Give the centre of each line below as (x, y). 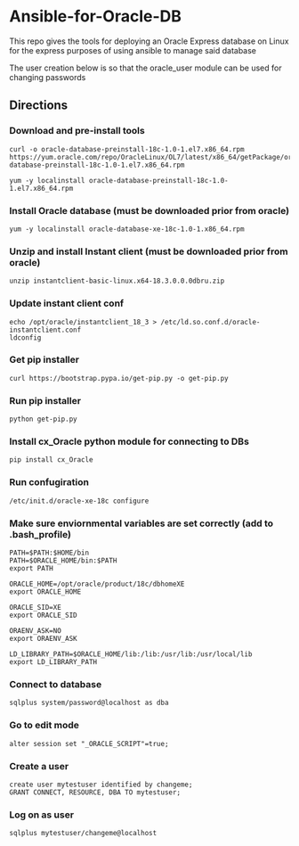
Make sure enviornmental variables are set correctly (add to (141, 523)
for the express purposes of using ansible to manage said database (133, 50)
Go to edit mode (44, 726)
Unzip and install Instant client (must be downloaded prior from (149, 251)
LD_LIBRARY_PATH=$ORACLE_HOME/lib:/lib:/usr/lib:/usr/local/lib (131, 654)
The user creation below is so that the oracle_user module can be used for (145, 68)
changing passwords (48, 77)
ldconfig (25, 337)
